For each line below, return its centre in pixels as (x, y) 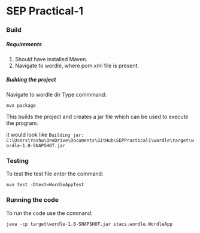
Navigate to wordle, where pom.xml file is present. (77, 66)
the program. (22, 123)
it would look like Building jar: (45, 135)
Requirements (24, 44)
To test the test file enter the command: (55, 174)
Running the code (32, 200)
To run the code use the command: (49, 213)
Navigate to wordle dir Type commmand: (56, 95)
